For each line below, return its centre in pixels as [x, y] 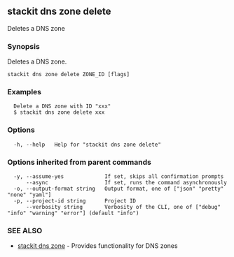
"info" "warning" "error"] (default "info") [73, 213]
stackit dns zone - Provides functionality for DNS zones [97, 246]
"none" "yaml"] [29, 195]
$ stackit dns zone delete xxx [59, 112]
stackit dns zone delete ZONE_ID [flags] [69, 75]
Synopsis [23, 46]
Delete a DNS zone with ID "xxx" [62, 107]
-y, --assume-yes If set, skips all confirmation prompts [119, 177]
